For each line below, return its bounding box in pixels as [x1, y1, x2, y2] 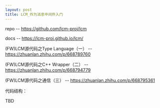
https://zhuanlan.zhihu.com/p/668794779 [5, 67, 91, 73]
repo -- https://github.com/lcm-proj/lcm [5, 25, 87, 31]
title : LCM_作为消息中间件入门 [5, 12, 63, 17]
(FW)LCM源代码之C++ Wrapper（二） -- [5, 61, 88, 67]
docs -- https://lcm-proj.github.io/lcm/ [5, 35, 83, 41]
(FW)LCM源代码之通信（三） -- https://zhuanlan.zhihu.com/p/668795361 [5, 77, 156, 83]
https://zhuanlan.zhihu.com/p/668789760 [5, 51, 91, 57]
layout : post [5, 7, 32, 12]
